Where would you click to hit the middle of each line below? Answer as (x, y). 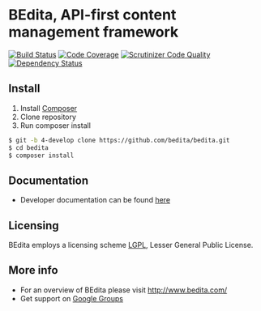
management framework (94, 32)
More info (33, 270)
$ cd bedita (28, 147)
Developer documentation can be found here (95, 200)
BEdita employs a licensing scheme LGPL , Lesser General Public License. (131, 245)
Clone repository (48, 117)
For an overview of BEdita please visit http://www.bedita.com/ (124, 290)
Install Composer (49, 108)
